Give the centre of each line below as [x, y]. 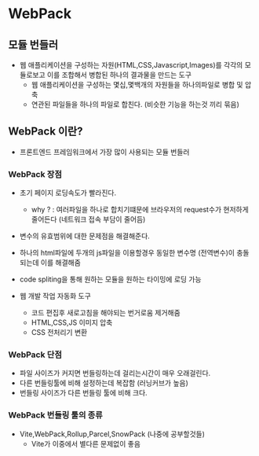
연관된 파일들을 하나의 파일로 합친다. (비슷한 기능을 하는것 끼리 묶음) [135, 104]
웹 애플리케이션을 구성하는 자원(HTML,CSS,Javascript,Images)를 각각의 [131, 65]
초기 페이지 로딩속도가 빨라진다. [67, 193]
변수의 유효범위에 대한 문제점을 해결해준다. [85, 236]
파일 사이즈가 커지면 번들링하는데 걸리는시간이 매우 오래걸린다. [115, 373]
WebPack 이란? [46, 132]
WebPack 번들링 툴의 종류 [56, 415]
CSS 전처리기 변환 [59, 333]
